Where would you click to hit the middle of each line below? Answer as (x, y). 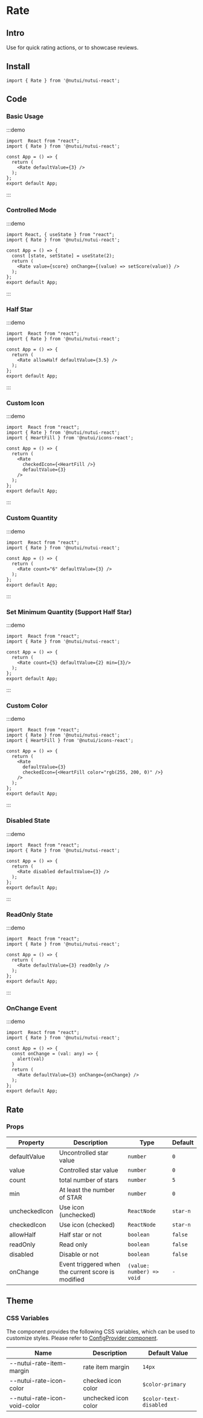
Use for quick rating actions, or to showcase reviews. (72, 47)
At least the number (87, 1190)
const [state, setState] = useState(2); (63, 255)
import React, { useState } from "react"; (60, 234)
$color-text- (161, 1399)
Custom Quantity (32, 518)
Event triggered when (90, 1264)
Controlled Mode (31, 210)
